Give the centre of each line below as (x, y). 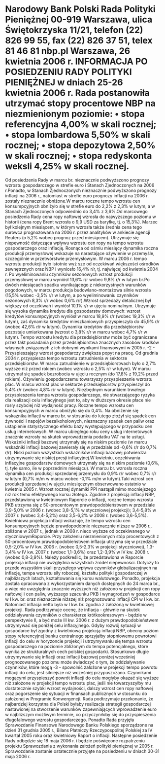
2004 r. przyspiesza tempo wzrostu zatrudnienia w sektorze (66, 358)
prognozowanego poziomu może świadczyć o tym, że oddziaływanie (75, 662)
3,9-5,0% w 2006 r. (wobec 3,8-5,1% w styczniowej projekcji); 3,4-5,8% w (81, 510)
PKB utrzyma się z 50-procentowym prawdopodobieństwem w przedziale (80, 505)
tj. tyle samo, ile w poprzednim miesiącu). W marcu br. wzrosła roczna (76, 468)
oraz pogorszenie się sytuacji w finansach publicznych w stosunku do (76, 693)
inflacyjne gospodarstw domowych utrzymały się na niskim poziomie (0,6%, (82, 463)
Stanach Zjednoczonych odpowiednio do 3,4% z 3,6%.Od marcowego (76, 211)
